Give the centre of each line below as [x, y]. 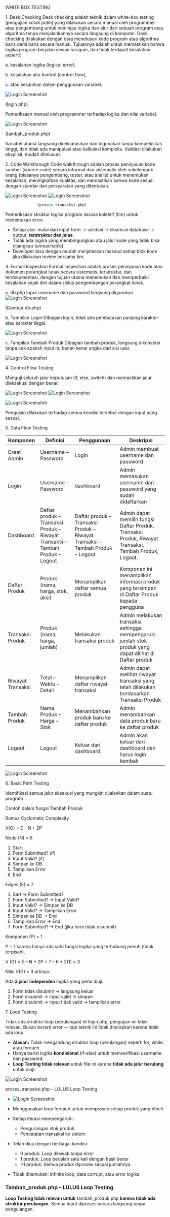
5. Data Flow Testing [27, 428]
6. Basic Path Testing [27, 783]
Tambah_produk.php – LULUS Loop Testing [59, 1187]
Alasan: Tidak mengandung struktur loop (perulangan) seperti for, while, [88, 1042]
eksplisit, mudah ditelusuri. [33, 154]
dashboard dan [138, 748]
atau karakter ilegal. [26, 323]
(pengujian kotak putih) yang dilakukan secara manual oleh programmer [80, 23]
